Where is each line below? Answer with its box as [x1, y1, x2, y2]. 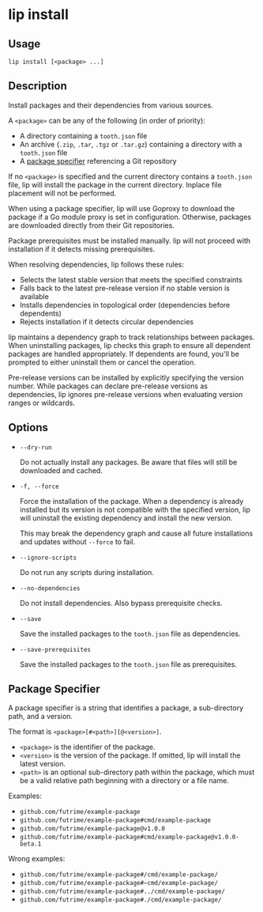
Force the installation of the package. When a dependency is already [19, 496, 244, 505]
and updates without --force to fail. [19, 536, 136, 547]
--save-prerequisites [19, 645, 91, 653]
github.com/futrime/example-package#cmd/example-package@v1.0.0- [19, 833, 239, 842]
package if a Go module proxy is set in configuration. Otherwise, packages [8, 212, 251, 221]
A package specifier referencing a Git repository [19, 156, 177, 165]
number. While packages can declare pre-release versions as [8, 381, 208, 391]
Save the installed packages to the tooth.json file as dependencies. [19, 629, 241, 638]
